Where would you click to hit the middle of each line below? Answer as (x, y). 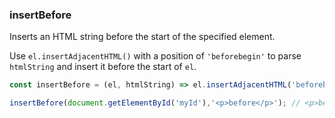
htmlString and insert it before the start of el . (103, 67)
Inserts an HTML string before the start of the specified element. (142, 37)
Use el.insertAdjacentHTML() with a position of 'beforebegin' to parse (155, 56)
